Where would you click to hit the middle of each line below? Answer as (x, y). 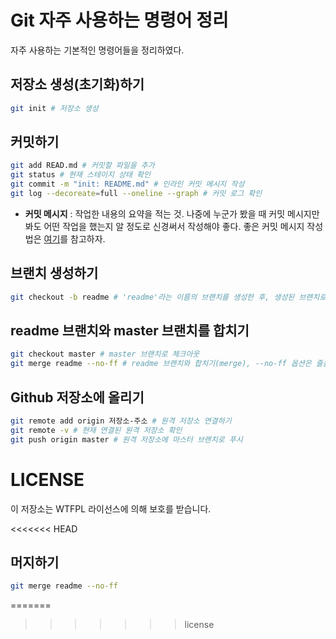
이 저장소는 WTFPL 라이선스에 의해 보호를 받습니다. (111, 508)
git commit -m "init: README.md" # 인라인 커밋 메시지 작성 (127, 184)
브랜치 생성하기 (54, 273)
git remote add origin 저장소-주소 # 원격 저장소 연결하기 (121, 421)
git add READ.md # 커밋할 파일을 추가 (82, 166)
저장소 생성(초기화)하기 (77, 84)
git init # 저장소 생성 (54, 108)
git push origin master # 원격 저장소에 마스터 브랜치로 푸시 (126, 439)
